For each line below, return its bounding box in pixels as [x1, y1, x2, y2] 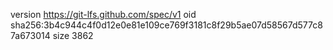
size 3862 [52, 30, 94, 41]
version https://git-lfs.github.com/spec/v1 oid [10, 9, 197, 20]
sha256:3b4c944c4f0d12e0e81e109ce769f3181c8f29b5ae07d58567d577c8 [10, 19, 323, 31]
